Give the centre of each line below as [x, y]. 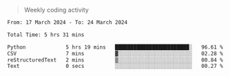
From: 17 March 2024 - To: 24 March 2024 [67, 23]
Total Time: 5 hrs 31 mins [46, 35]
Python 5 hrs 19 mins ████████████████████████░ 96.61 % [115, 47]
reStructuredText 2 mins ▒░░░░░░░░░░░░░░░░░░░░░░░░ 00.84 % [115, 60]
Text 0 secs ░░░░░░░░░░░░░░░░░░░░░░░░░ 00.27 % [115, 66]
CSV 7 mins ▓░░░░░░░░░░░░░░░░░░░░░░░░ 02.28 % [115, 53]
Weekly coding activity [56, 10]
